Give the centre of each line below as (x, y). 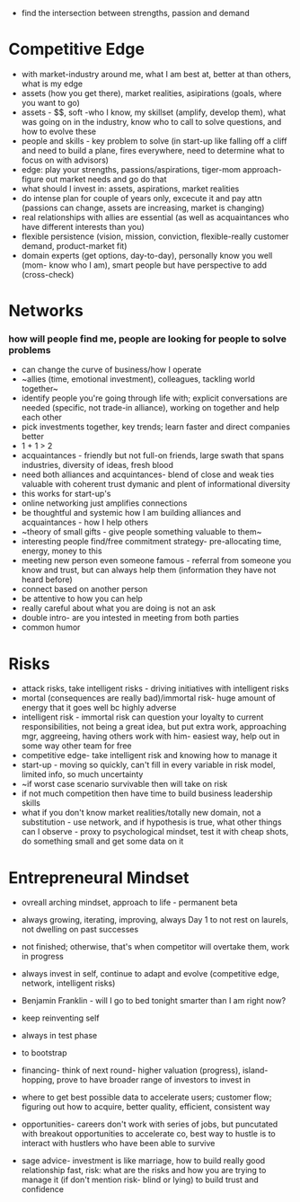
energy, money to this (62, 551)
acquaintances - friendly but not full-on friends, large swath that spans (153, 455)
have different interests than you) (83, 226)
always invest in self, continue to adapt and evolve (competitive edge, (150, 974)
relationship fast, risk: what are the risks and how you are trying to (144, 1171)
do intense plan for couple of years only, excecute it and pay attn (141, 198)
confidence (43, 1189)
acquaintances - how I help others (85, 522)
